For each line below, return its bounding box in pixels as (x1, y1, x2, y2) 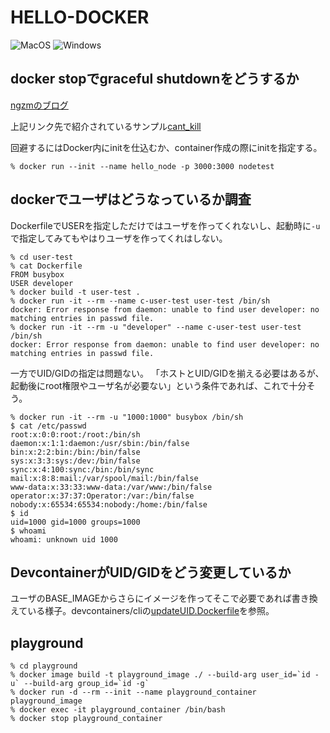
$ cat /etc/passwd (10, 421, 87, 431)
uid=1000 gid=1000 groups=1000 (10, 517, 141, 527)
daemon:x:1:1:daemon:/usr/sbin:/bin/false (10, 438, 190, 448)
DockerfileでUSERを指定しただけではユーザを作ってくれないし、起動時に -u (10, 219, 321, 231)
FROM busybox (10, 269, 65, 280)
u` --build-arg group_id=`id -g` (10, 679, 150, 689)
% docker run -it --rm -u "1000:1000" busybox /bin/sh (10, 412, 244, 422)
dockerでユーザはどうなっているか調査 (10, 191, 252, 208)
